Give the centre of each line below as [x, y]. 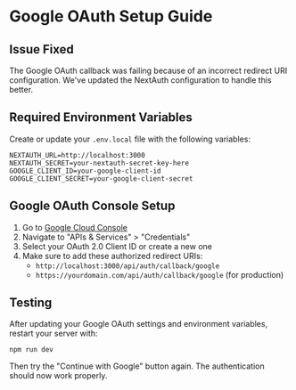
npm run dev [31, 350]
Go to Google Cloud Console [74, 227]
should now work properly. [58, 376]
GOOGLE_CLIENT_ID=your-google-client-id [86, 171]
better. [21, 89]
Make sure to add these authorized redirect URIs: [112, 256]
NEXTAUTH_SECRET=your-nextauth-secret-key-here [99, 163]
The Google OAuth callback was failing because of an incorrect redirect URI [148, 70]
